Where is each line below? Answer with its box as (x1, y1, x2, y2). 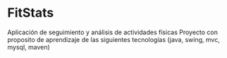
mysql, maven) (7, 43, 51, 51)
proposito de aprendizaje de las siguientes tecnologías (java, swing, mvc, (7, 35, 220, 43)
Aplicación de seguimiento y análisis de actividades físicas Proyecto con (7, 28, 219, 36)
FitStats (7, 5, 54, 21)
